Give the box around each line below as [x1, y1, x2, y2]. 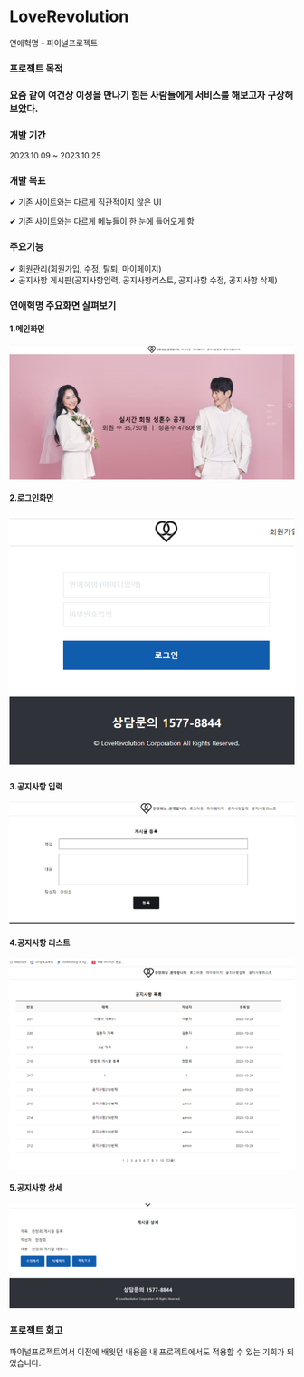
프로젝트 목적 [9, 62, 63, 74]
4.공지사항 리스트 [9, 937, 71, 948]
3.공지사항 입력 [9, 780, 63, 791]
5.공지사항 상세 [9, 1182, 63, 1193]
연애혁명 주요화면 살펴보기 [9, 299, 117, 311]
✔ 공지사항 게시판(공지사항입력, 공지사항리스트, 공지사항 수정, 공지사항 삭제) [9, 274, 278, 285]
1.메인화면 [9, 323, 45, 334]
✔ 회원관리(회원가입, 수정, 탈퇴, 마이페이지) [9, 263, 162, 273]
